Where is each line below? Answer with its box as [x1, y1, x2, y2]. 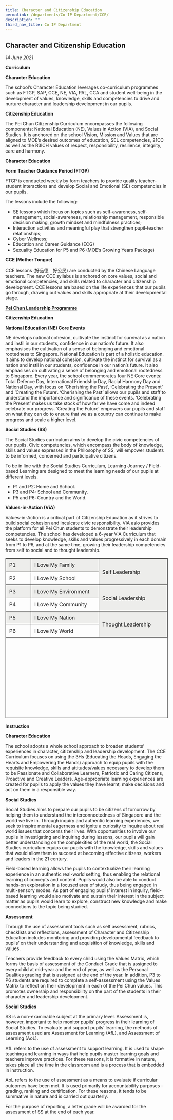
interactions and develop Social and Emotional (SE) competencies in [22, 183, 167, 189]
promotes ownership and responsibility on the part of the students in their [5, 988, 162, 994]
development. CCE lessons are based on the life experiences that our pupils [5, 284, 166, 290]
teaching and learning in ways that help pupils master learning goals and [5, 1051, 159, 1057]
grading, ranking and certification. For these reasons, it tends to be [5, 1088, 147, 1094]
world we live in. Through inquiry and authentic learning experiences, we [5, 818, 160, 824]
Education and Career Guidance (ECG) [12, 241, 95, 248]
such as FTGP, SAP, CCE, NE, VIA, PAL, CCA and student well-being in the [5, 90, 163, 96]
